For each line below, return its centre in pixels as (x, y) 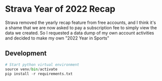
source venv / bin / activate (31, 69)
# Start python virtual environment (42, 64)
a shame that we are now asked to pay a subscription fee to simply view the (81, 27)
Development (26, 53)
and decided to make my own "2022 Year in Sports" (57, 38)
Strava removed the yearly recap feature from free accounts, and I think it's (81, 22)
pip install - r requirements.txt (39, 74)
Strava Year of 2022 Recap (60, 9)
